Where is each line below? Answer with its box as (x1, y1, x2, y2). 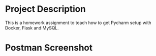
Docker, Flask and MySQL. (5, 25, 59, 30)
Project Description (5, 3, 86, 15)
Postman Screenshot (5, 42, 93, 54)
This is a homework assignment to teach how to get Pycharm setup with (5, 20, 152, 26)
